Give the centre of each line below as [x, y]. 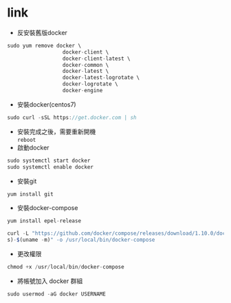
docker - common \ [86, 65]
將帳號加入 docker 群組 [50, 281]
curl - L [18, 233]
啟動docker [33, 147]
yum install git [30, 194]
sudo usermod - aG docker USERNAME [57, 294]
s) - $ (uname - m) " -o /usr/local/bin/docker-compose [81, 240]
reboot [26, 140]
